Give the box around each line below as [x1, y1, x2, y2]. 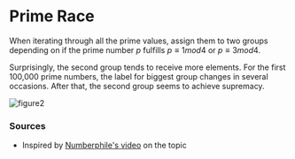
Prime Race [9, 6, 95, 26]
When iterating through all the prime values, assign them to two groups [9, 35, 268, 46]
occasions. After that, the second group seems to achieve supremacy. [9, 80, 265, 91]
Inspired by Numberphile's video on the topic [21, 140, 188, 151]
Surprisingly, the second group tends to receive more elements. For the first [9, 62, 286, 72]
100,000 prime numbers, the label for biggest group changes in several [9, 71, 268, 81]
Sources [9, 119, 46, 132]
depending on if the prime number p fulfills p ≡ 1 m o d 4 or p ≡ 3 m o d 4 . [9, 44, 261, 55]
